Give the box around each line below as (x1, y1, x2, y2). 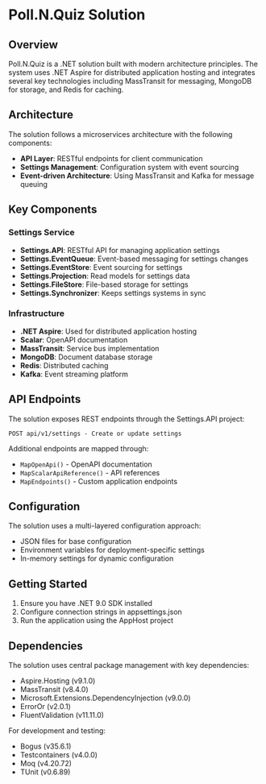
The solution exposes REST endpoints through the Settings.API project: (8, 413, 245, 424)
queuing (19, 179, 48, 189)
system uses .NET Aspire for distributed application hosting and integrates (8, 68, 256, 77)
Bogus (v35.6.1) (19, 741, 72, 751)
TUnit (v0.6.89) (19, 767, 71, 777)
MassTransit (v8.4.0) (19, 685, 89, 695)
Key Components (8, 203, 98, 217)
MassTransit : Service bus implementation (19, 343, 160, 353)
